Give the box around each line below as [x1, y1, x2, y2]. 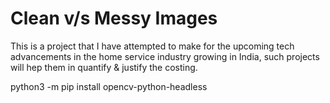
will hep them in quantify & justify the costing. [10, 61, 198, 73]
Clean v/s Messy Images [10, 7, 218, 30]
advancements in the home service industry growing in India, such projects [10, 50, 320, 62]
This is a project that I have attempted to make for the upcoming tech [10, 40, 295, 52]
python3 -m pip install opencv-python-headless [10, 80, 208, 92]
